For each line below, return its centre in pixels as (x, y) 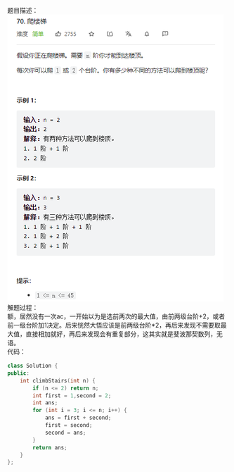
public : (19, 373)
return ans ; (50, 447)
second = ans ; (65, 433)
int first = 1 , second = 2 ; (72, 396)
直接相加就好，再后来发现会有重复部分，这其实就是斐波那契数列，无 (124, 334)
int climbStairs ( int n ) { (58, 380)
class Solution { (33, 366)
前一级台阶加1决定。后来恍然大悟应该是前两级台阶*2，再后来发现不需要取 (114, 325)
